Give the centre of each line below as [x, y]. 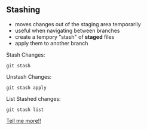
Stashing [23, 10]
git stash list [25, 110]
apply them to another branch [51, 43]
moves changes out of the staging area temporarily [78, 24]
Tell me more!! [24, 120]
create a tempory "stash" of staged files [65, 37]
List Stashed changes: [33, 98]
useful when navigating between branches [67, 30]
